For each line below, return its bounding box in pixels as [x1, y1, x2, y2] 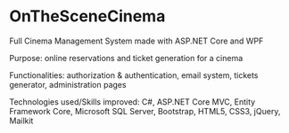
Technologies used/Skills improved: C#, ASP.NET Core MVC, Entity [9, 96, 256, 107]
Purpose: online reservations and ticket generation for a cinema [9, 52, 244, 63]
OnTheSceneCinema [9, 6, 166, 27]
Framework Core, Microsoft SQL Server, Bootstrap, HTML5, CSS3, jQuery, [9, 106, 281, 116]
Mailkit [9, 115, 34, 126]
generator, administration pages [9, 79, 127, 90]
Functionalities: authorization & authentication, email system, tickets [9, 69, 259, 81]
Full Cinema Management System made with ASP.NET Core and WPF [9, 35, 264, 46]
